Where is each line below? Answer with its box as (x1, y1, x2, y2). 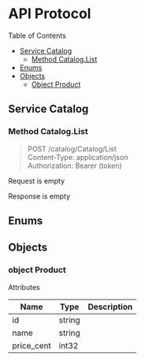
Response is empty (8, 191, 71, 201)
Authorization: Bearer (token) (27, 161, 122, 170)
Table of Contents (8, 31, 67, 40)
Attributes (8, 282, 41, 292)
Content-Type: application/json (27, 152, 128, 162)
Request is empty (8, 176, 65, 185)
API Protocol (8, 5, 91, 23)
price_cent (12, 340, 51, 351)
